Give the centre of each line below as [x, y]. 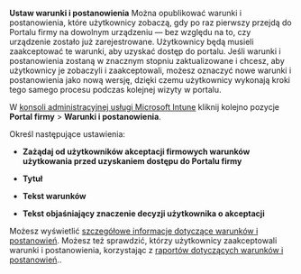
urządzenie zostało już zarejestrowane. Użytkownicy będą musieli [132, 41]
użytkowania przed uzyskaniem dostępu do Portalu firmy [132, 161]
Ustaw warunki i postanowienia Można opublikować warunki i [125, 13]
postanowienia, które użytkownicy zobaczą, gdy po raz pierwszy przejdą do [151, 23]
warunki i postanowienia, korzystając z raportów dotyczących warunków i [146, 250]
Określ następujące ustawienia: [68, 134]
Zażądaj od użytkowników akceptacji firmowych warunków [136, 151]
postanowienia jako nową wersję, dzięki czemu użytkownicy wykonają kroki [150, 80]
